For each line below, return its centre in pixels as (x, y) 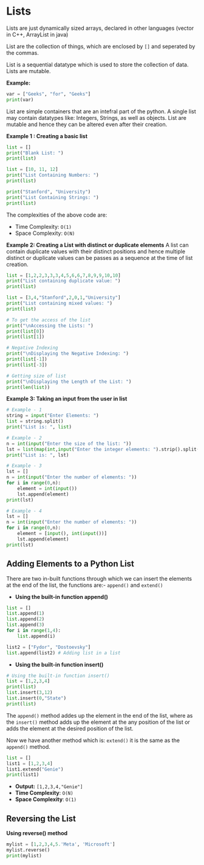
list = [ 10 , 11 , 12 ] (32, 170)
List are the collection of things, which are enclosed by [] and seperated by (101, 46)
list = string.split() (35, 421)
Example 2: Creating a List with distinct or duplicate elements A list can (98, 245)
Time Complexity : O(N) (44, 793)
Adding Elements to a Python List (70, 564)
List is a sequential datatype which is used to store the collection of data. (97, 65)
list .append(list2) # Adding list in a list (63, 653)
